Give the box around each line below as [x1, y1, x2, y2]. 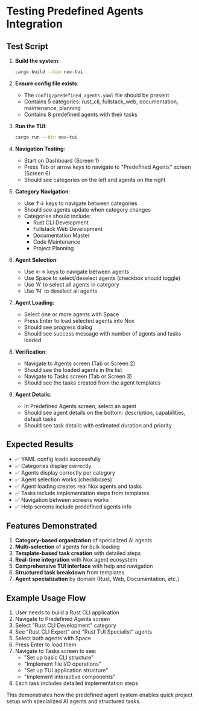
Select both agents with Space [14, 635, 92, 642]
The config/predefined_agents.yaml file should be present [24, 91, 169, 99]
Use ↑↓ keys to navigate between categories [24, 200, 137, 207]
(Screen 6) [24, 169, 51, 177]
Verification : [14, 348, 47, 355]
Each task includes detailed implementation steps [14, 680, 139, 687]
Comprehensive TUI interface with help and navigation [14, 562, 153, 570]
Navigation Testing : [14, 145, 66, 152]
